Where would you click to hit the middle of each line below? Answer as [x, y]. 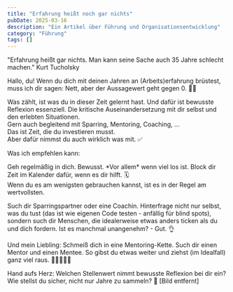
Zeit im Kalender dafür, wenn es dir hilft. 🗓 [68, 175]
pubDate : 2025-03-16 [37, 20]
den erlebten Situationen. [44, 117]
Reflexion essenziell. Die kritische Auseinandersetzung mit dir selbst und [112, 109]
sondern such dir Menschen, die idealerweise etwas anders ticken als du [113, 221]
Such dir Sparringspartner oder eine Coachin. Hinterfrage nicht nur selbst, [114, 206]
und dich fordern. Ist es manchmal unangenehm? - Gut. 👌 [91, 229]
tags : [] [20, 40]
